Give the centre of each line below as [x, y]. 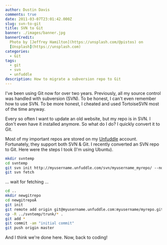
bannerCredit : [20, 38]
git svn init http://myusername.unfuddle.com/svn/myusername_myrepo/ [79, 168]
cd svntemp [16, 163]
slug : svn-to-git [23, 24]
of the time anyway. [25, 109]
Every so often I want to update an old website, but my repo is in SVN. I [78, 119]
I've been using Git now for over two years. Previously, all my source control [83, 93]
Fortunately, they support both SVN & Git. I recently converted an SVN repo [82, 144]
